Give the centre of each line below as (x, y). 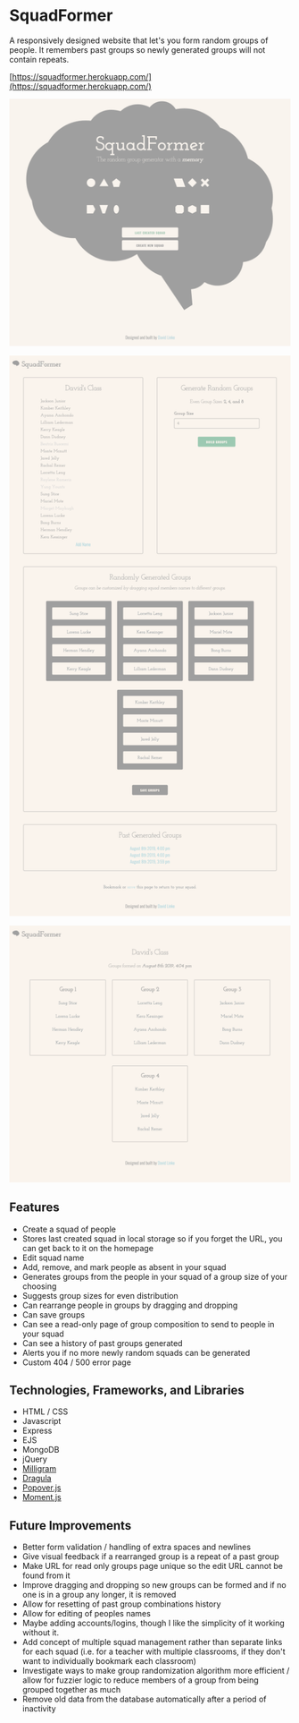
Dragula (37, 1479)
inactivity (39, 1709)
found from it (46, 1575)
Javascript (42, 1421)
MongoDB (41, 1450)
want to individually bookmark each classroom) (109, 1661)
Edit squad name (53, 1258)
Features (34, 1208)
